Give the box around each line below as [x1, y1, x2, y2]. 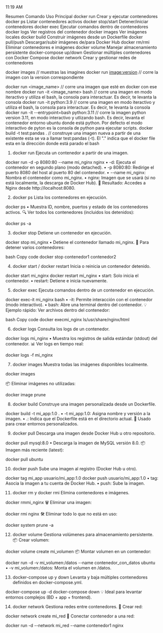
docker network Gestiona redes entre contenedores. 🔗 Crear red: [12, 604, 143, 609]
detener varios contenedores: [5, 244, 65, 250]
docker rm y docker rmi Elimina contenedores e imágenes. [12, 490, 130, 495]
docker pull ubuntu [5, 456, 43, 462]
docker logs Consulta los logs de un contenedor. [12, 326, 110, 332]
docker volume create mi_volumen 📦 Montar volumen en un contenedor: [5, 549, 152, 554]
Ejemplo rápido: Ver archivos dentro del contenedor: [5, 308, 110, 313]
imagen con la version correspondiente [5, 75, 84, 80]
